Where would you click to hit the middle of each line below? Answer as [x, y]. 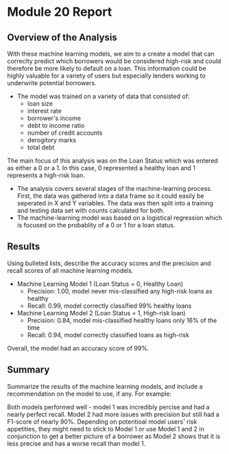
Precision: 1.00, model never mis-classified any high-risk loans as [120, 291]
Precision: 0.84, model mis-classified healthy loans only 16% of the [122, 320]
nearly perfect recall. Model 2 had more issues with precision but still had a [113, 414]
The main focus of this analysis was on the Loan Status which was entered [112, 161]
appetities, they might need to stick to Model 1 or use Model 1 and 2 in [106, 429]
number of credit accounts [65, 133]
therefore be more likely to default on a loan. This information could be [107, 68]
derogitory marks [52, 140]
